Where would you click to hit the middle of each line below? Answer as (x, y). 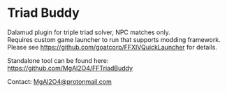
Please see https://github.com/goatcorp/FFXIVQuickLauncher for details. (112, 47)
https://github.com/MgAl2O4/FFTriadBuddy (70, 68)
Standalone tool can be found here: (58, 60)
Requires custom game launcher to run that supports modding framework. (114, 39)
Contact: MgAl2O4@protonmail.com (59, 81)
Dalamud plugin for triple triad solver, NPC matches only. (89, 32)
